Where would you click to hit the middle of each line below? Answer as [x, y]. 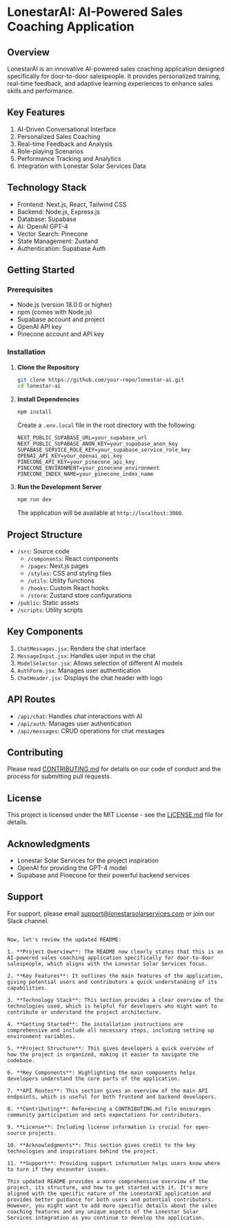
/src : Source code [43, 551]
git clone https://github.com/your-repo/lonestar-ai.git [101, 380]
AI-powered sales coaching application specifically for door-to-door [111, 958]
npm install [34, 412]
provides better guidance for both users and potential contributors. [111, 1200]
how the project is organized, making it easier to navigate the [103, 1055]
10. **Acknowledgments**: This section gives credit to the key [101, 1145]
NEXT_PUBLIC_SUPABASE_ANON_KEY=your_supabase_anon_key [98, 444]
